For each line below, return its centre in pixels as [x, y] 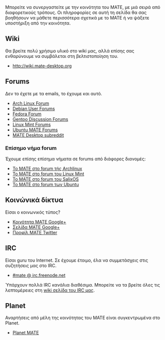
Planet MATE [25, 333]
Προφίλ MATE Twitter [35, 232]
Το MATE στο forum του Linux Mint [48, 174]
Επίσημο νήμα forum [31, 148]
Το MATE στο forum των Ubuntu [45, 184]
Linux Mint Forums [31, 124]
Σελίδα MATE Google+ [36, 227]
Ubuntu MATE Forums [35, 130]
